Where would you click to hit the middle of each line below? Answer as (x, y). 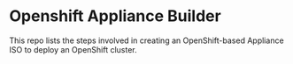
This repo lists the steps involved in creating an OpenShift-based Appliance (147, 40)
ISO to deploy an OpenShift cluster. (73, 49)
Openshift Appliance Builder (115, 16)
